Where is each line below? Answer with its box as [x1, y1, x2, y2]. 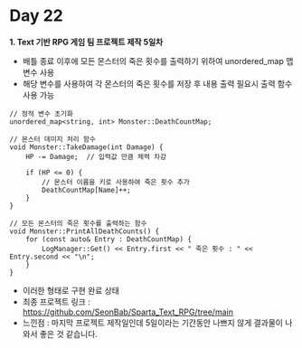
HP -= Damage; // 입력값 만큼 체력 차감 [25, 152, 167, 161]
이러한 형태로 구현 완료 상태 [22, 285, 120, 296]
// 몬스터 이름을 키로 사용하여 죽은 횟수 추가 [42, 177, 190, 186]
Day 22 [9, 5, 63, 26]
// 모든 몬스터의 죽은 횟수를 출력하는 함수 [9, 219, 147, 228]
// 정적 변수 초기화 [9, 109, 74, 118]
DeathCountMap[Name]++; [42, 185, 131, 194]
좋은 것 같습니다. [39, 328, 98, 339]
